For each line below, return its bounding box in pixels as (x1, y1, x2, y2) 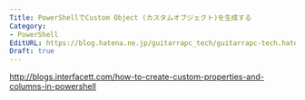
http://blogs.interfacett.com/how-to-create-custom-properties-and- (9, 71, 265, 82)
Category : (9, 22, 47, 31)
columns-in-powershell (9, 81, 97, 92)
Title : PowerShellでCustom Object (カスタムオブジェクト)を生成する (9, 13, 252, 23)
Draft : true (9, 47, 54, 56)
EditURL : (9, 38, 43, 48)
